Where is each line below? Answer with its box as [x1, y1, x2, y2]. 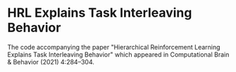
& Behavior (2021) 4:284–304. [7, 57, 95, 66]
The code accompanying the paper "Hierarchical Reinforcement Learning [7, 43, 221, 51]
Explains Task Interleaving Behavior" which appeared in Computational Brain [7, 50, 230, 59]
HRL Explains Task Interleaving [7, 5, 192, 21]
